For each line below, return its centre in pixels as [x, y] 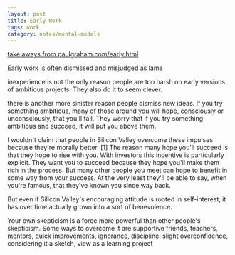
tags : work [23, 27]
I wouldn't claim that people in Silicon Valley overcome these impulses [110, 140]
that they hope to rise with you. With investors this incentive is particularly [116, 155]
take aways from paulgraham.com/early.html [73, 54]
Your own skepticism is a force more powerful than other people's [104, 221]
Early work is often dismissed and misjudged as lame [85, 68]
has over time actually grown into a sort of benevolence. [90, 207]
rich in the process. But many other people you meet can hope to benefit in [117, 170]
